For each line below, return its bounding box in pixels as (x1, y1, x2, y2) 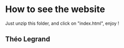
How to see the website (5, 4, 105, 15)
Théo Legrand (5, 35, 50, 43)
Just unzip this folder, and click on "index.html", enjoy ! (5, 20, 119, 26)
